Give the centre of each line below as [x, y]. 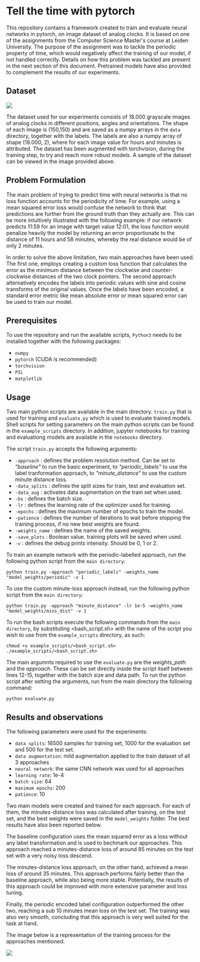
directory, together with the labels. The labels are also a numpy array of [94, 135]
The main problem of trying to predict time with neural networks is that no [97, 194]
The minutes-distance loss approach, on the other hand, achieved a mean [97, 867]
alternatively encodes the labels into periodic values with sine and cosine [96, 282]
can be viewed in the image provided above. [61, 161]
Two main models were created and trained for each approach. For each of [99, 806]
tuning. [15, 892]
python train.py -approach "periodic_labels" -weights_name [83, 572]
